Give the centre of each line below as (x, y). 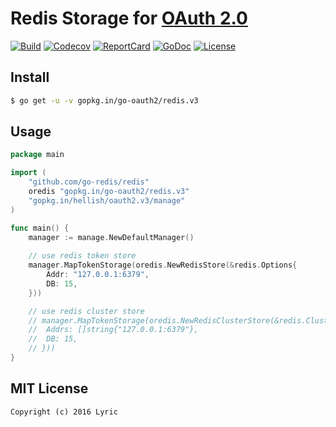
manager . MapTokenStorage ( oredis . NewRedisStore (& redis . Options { (163, 265)
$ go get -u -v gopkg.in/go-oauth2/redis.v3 (104, 100)
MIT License (49, 388)
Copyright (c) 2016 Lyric (64, 412)
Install (30, 77)
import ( (28, 173)
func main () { (40, 228)
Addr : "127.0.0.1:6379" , (98, 275)
